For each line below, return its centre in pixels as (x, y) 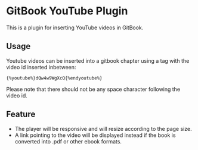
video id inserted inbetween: (41, 67)
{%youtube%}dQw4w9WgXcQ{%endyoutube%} (54, 78)
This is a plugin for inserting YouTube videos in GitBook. (75, 27)
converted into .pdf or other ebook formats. (68, 141)
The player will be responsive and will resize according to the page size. (103, 128)
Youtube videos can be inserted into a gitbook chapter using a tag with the (98, 60)
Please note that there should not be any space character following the (93, 89)
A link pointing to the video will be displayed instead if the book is (95, 135)
